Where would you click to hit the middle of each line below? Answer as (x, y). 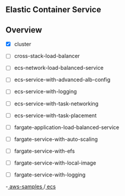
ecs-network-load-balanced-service (59, 68)
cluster (23, 44)
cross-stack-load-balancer (47, 56)
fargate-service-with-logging (50, 175)
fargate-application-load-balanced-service (67, 127)
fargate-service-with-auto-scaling (56, 139)
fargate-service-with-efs (44, 151)
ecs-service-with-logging (46, 92)
